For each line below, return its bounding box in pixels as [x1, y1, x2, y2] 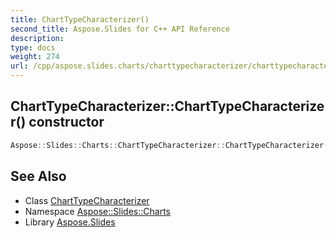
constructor [28, 114, 105, 131]
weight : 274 [10, 52, 60, 62]
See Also [10, 168, 67, 185]
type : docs [10, 42, 56, 53]
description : [10, 33, 65, 43]
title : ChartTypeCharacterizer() [10, 14, 150, 25]
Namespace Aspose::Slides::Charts [24, 205, 171, 217]
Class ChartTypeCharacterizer [24, 194, 150, 206]
